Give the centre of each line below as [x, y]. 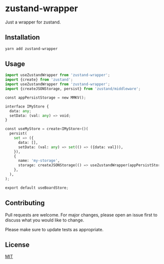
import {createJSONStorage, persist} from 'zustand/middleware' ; [73, 89]
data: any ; [20, 111]
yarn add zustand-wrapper [31, 49]
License [17, 245]
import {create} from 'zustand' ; [39, 80]
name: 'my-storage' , [39, 161]
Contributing [25, 203]
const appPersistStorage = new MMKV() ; [46, 98]
